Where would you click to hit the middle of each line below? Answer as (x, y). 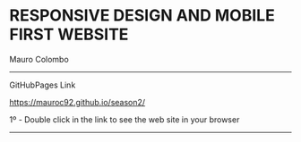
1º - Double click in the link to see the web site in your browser (125, 119)
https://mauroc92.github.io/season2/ (77, 102)
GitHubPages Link (43, 85)
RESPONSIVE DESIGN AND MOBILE (142, 16)
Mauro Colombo (39, 59)
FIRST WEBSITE (69, 34)
